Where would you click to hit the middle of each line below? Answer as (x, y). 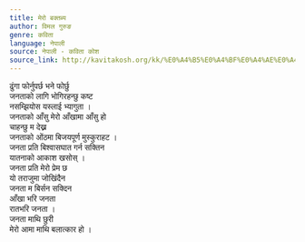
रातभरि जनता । (33, 209)
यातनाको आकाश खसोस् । (48, 157)
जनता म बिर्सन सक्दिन (41, 188)
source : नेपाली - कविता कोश (54, 52)
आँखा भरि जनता (33, 198)
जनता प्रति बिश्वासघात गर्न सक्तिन (57, 147)
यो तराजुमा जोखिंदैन (38, 178)
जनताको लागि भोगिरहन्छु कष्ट (51, 96)
